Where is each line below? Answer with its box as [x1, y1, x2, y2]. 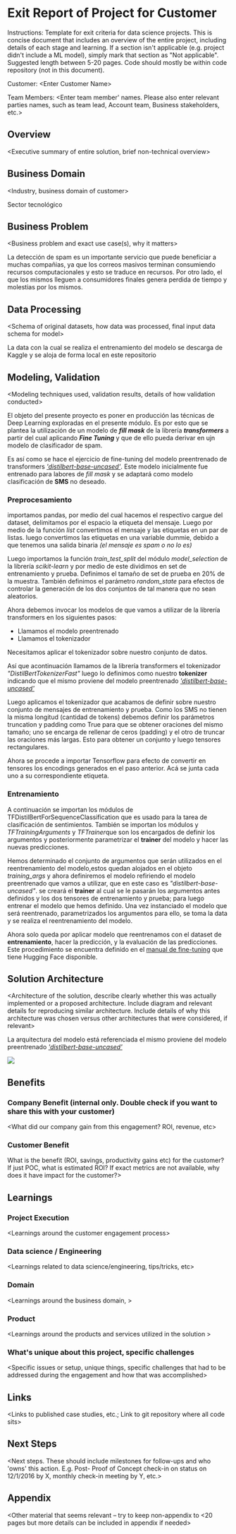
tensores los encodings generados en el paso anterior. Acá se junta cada [7, 764, 220, 773]
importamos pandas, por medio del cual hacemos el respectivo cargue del [7, 511, 223, 519]
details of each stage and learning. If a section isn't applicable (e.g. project [7, 43, 225, 52]
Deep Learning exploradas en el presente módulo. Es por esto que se [7, 418, 209, 427]
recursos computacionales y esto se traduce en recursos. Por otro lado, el [7, 268, 223, 277]
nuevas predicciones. [7, 843, 70, 851]
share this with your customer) [7, 1106, 115, 1116]
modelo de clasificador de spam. [7, 441, 103, 449]
